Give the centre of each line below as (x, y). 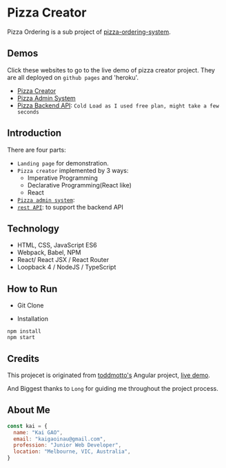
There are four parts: (37, 150)
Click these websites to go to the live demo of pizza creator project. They (111, 70)
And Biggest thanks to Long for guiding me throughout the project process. (113, 388)
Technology (33, 228)
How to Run (32, 288)
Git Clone (30, 305)
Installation (33, 319)
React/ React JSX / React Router (63, 260)
